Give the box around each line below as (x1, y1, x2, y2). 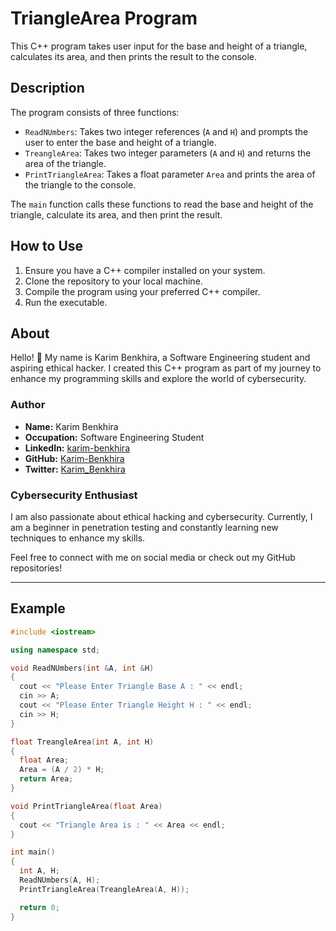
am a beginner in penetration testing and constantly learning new (10, 521, 279, 533)
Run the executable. (24, 296, 108, 308)
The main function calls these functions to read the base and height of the (10, 198, 314, 210)
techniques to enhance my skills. (10, 532, 146, 544)
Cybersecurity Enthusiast (10, 488, 138, 502)
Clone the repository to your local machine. (24, 275, 203, 287)
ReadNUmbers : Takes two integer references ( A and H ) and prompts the (24, 125, 309, 137)
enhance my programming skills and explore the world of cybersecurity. (10, 373, 307, 385)
